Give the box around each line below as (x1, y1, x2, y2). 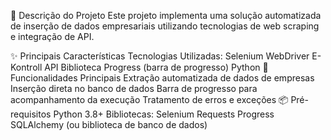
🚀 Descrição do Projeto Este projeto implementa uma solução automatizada (10, 10, 322, 21)
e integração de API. (10, 31, 95, 42)
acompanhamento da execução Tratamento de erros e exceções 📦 (10, 94, 289, 105)
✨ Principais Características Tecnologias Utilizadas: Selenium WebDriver (10, 50, 310, 62)
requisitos (10, 108, 52, 120)
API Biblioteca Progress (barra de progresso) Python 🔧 (44, 61, 269, 73)
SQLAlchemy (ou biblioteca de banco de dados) (10, 119, 208, 130)
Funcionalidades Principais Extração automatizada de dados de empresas (10, 72, 315, 84)
